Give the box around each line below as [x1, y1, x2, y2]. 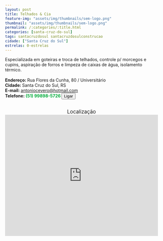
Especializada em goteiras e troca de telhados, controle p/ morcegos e [5, 56, 147, 62]
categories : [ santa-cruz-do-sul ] [5, 30, 73, 34]
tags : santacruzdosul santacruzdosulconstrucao [5, 34, 103, 39]
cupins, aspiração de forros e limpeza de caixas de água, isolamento [5, 62, 142, 67]
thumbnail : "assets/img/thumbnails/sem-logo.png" [5, 20, 108, 26]
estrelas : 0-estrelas [5, 43, 49, 48]
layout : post [5, 7, 32, 12]
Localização [67, 108, 96, 115]
